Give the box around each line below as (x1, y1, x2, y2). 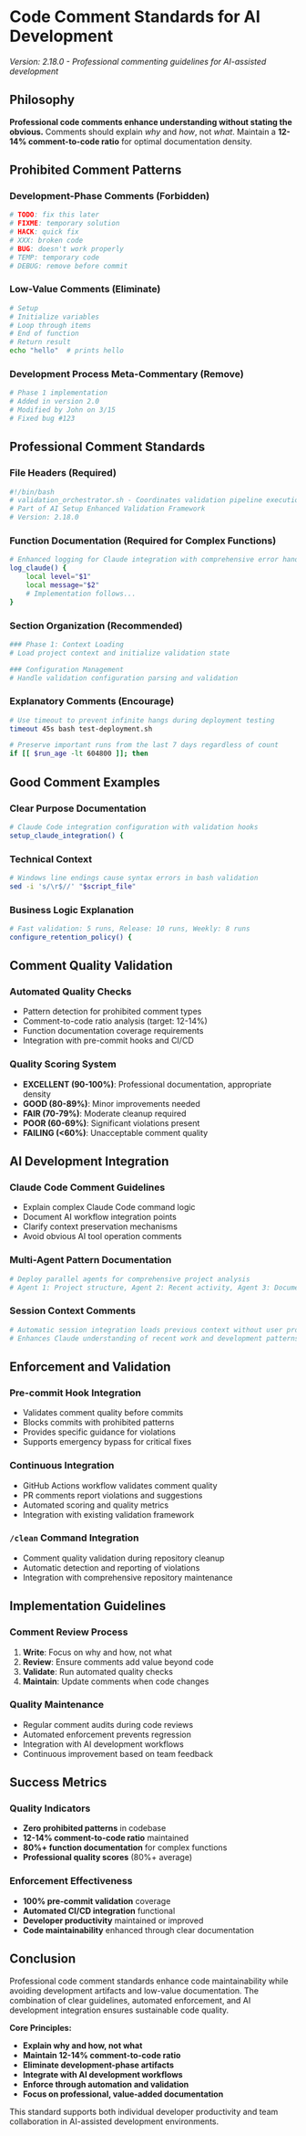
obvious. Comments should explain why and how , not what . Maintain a (9, 126, 276, 137)
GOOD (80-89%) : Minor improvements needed (22, 1098, 200, 1109)
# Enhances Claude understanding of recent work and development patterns (9, 1333, 300, 1343)
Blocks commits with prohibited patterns (22, 1417, 175, 1428)
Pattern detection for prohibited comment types (22, 1006, 202, 1017)
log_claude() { (9, 563, 67, 573)
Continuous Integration (9, 1459, 115, 1472)
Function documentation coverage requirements (22, 1026, 204, 1036)
